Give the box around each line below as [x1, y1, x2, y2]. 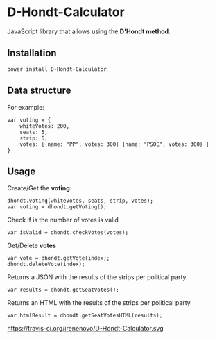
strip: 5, [19, 135, 49, 142]
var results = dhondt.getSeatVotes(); [7, 286, 119, 294]
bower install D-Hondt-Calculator [7, 65, 108, 73]
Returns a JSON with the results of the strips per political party [7, 273, 187, 281]
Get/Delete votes [7, 241, 57, 250]
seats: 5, [19, 129, 49, 135]
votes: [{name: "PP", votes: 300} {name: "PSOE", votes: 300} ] [19, 140, 209, 148]
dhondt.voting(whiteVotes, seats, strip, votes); [7, 197, 154, 205]
